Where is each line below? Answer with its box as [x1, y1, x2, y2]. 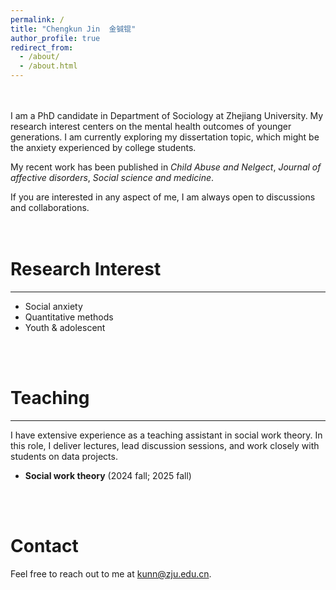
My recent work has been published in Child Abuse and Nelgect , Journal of [10, 161, 322, 173]
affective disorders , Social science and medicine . [10, 172, 215, 183]
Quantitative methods [24, 311, 114, 323]
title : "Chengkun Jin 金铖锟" [10, 24, 137, 34]
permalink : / [10, 14, 65, 25]
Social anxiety [24, 300, 83, 312]
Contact [10, 535, 79, 558]
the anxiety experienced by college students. [10, 142, 197, 153]
